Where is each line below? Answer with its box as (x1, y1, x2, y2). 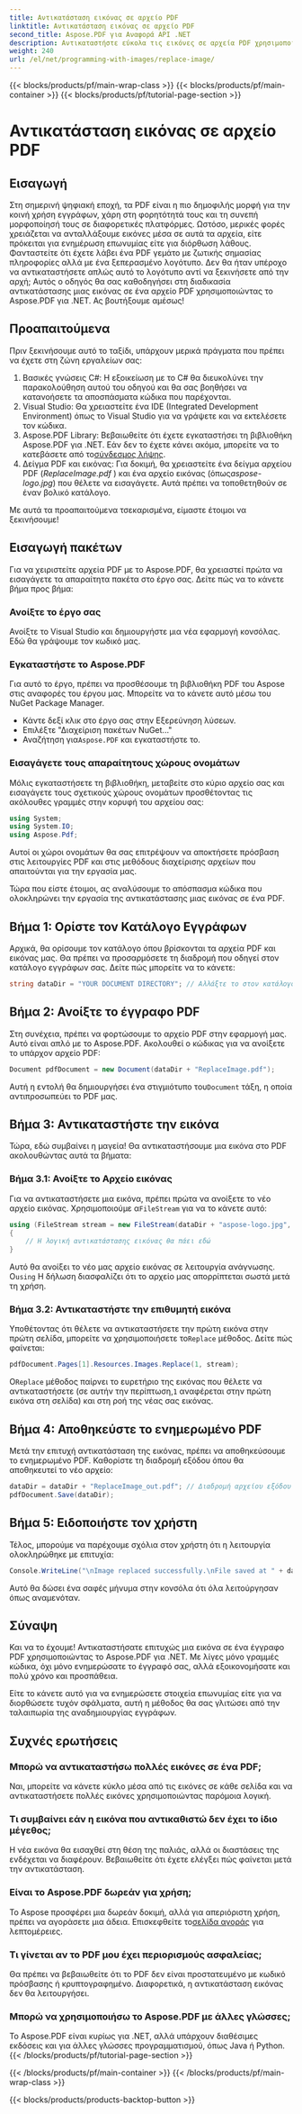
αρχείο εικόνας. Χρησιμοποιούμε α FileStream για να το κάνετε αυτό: (9, 1203, 268, 1214)
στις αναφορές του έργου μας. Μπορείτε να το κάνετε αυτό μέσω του (9, 688, 271, 699)
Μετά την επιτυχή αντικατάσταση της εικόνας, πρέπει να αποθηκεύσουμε (9, 1446, 286, 1457)
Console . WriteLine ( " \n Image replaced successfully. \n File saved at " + (9, 1566, 283, 1576)
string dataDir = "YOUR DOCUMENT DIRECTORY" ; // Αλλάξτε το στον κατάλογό (9, 979, 296, 989)
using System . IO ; (9, 822, 75, 831)
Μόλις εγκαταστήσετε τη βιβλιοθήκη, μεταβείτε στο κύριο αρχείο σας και (9, 777, 285, 788)
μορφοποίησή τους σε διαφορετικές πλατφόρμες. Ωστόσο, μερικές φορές (9, 219, 286, 230)
